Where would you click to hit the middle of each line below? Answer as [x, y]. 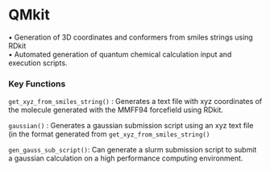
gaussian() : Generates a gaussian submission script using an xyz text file [131, 126]
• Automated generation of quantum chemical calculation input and [120, 54]
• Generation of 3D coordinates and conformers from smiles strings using [131, 37]
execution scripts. [38, 63]
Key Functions [37, 84]
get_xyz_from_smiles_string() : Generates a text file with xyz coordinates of [135, 102]
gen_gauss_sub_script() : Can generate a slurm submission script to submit [133, 150]
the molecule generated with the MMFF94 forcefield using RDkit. [116, 110]
